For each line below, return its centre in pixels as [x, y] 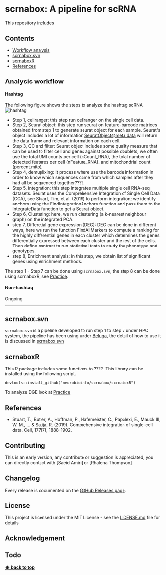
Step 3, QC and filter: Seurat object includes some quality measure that [85, 146]
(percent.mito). [27, 167]
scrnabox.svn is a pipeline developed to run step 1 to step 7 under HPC [77, 331]
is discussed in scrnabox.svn [35, 341]
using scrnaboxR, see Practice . [37, 276]
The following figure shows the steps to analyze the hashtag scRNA [74, 105]
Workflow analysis [31, 50]
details [12, 523]
